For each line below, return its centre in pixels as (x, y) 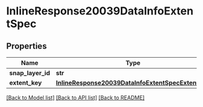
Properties (27, 46)
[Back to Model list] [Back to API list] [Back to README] (76, 98)
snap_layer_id (30, 73)
